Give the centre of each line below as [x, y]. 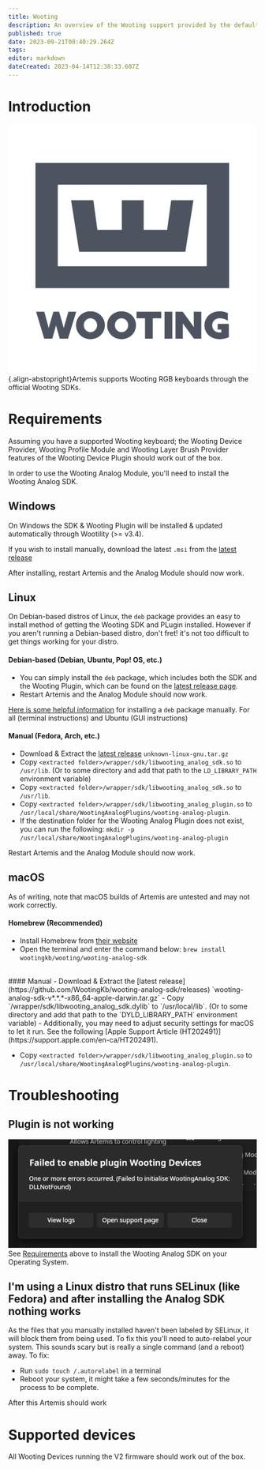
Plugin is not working [61, 1124]
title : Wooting [33, 17]
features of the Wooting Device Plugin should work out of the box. [116, 457]
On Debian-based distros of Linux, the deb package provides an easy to [124, 617]
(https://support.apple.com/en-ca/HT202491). [83, 1039]
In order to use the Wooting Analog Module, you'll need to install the [119, 473]
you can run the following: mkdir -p [77, 828]
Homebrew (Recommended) [56, 923]
